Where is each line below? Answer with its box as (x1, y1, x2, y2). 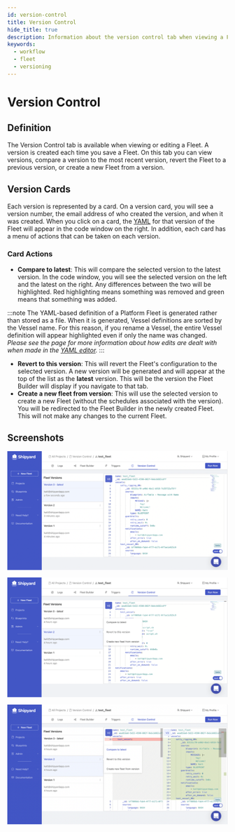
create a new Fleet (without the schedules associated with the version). (17, 396, 224, 405)
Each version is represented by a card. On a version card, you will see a (7, 202, 213, 210)
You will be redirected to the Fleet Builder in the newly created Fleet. (17, 404, 215, 412)
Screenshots (7, 432, 64, 444)
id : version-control (7, 11, 68, 18)
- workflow (13, 48, 45, 55)
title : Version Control (7, 18, 77, 26)
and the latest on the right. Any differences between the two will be (17, 280, 211, 288)
